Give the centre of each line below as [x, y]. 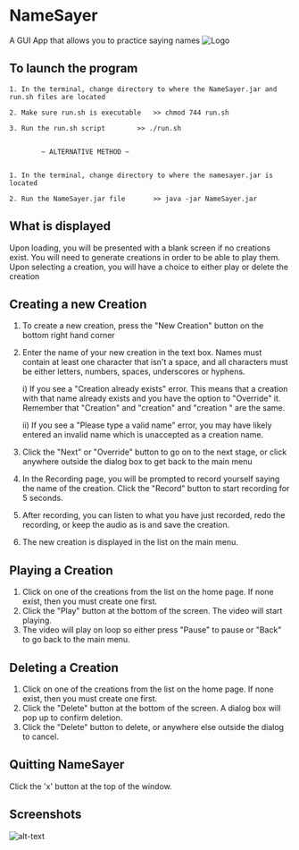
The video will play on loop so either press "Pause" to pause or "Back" [152, 630]
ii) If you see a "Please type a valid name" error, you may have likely [147, 425]
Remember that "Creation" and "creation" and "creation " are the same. [154, 408]
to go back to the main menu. [76, 640]
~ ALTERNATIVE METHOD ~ [85, 152]
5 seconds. [43, 498]
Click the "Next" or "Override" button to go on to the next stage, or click [154, 452]
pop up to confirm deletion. [72, 718]
